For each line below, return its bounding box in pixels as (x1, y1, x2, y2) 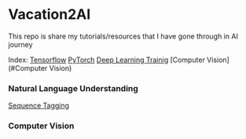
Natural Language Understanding (8, 82, 139, 93)
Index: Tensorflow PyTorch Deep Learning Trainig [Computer (8, 55, 206, 64)
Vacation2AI (8, 5, 91, 24)
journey (8, 39, 33, 49)
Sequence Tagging (8, 101, 69, 111)
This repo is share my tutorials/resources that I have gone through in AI (8, 31, 238, 41)
